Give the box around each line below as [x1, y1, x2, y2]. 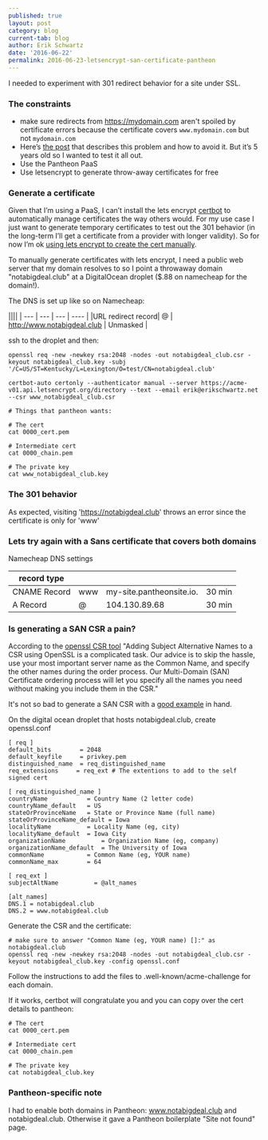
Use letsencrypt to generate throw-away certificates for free [19, 167, 219, 177]
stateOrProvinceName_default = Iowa [8, 816, 130, 825]
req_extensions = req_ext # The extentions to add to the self [8, 767, 238, 775]
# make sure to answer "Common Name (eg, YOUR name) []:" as [8, 937, 216, 945]
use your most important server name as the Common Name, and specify [8, 658, 250, 668]
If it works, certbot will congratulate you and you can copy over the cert [8, 996, 244, 1006]
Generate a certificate [8, 187, 96, 199]
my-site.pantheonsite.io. [106, 586, 199, 597]
